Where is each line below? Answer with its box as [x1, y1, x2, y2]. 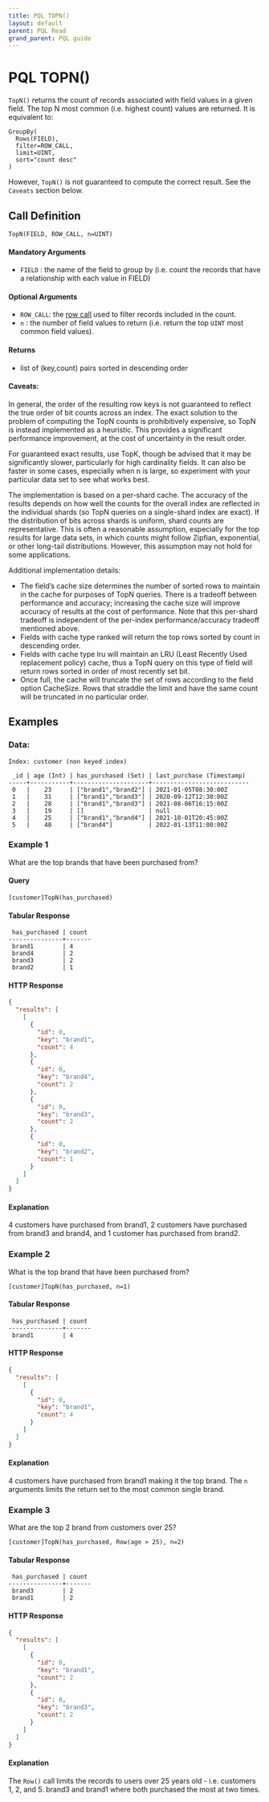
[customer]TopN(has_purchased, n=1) [8, 1282, 131, 1290]
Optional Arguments [8, 291, 78, 301]
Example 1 [8, 839, 49, 850]
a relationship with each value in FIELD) [19, 274, 151, 283]
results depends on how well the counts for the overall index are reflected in [8, 499, 260, 508]
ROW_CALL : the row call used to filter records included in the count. [19, 310, 237, 320]
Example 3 [8, 1504, 51, 1515]
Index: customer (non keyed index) [8, 757, 128, 765]
